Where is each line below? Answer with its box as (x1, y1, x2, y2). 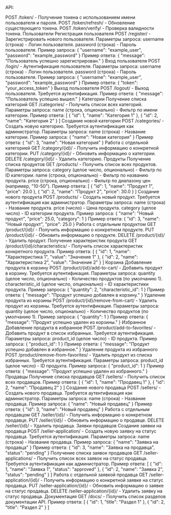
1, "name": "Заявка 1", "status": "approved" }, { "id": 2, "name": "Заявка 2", (5, 466, 164, 472)
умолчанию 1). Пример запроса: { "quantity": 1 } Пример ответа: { (5, 314, 149, 320)
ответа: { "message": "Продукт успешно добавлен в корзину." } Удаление (5, 292, 166, 298)
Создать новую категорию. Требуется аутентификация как (5, 123, 134, 129)
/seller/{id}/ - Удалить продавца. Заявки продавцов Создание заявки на (5, 423, 162, 428)
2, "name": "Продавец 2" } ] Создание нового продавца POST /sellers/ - (5, 384, 161, 390)
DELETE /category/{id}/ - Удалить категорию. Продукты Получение (5, 156, 152, 162)
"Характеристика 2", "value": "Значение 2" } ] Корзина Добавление (5, 259, 152, 265)
